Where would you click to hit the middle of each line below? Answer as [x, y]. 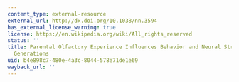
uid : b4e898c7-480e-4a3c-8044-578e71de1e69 [73, 61]
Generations [32, 54]
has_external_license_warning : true [62, 27]
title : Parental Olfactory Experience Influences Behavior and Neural [114, 47]
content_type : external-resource [57, 14]
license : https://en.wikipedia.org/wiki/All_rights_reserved [100, 34]
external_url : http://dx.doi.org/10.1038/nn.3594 [83, 21]
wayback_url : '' [31, 67]
